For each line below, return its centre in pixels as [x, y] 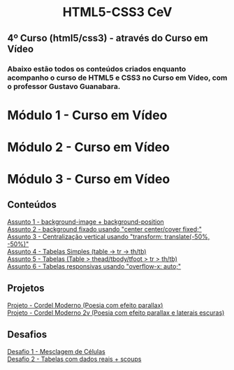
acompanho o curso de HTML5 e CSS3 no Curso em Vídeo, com [117, 78]
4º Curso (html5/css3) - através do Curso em [108, 38]
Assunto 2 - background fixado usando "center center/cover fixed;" [105, 229]
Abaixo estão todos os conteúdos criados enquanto [97, 69]
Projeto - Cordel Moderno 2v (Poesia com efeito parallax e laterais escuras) [116, 313]
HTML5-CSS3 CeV [117, 12]
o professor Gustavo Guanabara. [64, 86]
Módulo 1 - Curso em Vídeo [87, 115]
